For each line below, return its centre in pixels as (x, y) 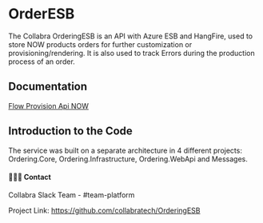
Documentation (48, 87)
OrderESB (42, 14)
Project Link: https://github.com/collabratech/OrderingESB (104, 210)
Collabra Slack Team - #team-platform (72, 195)
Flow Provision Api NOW (49, 106)
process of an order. (42, 62)
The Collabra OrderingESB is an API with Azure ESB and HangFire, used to (131, 36)
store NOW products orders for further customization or (100, 44)
